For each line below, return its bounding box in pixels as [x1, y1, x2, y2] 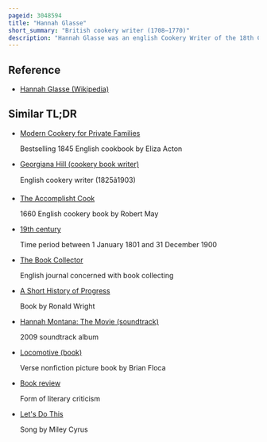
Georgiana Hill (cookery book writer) [19, 159, 140, 169]
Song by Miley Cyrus [19, 425, 89, 434]
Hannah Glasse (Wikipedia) [19, 84, 110, 94]
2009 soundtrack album [19, 331, 99, 342]
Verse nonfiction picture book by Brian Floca [19, 363, 166, 372]
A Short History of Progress [19, 285, 110, 295]
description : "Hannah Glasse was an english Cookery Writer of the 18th [8, 33, 254, 42]
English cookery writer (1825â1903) [19, 175, 137, 184]
